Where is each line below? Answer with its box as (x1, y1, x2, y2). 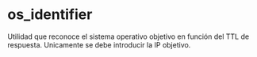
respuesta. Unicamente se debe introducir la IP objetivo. (7, 40, 191, 49)
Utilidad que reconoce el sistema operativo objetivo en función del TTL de (7, 32, 250, 41)
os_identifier (7, 6, 93, 24)
